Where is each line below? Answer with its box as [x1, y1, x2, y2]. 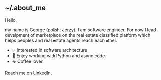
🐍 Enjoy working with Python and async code [12, 52, 105, 59]
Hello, [5, 17, 17, 23]
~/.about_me [5, 4, 46, 12]
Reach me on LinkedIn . [5, 70, 52, 76]
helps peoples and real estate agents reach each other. [5, 37, 118, 43]
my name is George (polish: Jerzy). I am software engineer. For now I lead [5, 27, 156, 33]
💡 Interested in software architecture [12, 47, 88, 53]
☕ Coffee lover [12, 58, 43, 64]
